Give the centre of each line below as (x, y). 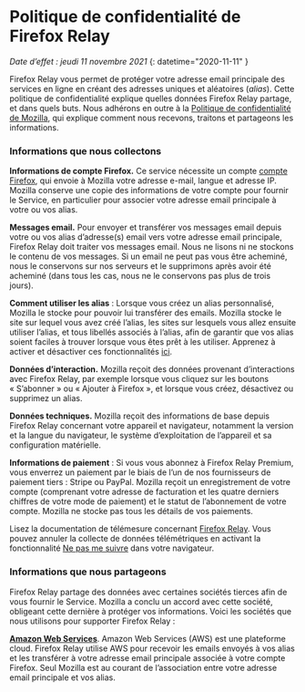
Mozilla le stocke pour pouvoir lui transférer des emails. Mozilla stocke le (146, 313)
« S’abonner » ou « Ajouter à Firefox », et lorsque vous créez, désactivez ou (152, 388)
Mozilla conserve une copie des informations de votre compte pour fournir (149, 191)
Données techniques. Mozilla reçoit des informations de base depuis (140, 416)
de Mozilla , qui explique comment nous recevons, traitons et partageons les (152, 118)
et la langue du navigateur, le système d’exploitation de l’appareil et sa (141, 436)
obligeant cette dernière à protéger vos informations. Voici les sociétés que (151, 611)
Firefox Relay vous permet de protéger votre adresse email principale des (147, 78)
